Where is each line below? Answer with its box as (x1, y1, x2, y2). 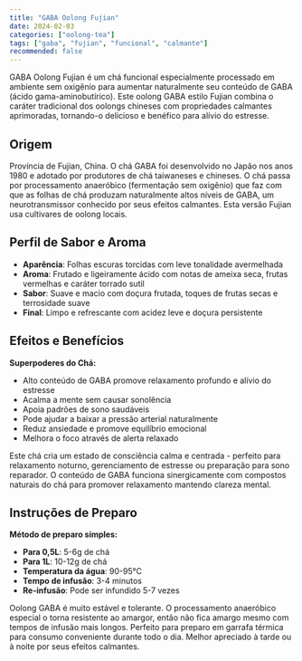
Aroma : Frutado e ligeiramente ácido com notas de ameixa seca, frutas (22, 268, 288, 279)
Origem (9, 137, 52, 152)
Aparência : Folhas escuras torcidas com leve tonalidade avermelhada (22, 259, 283, 270)
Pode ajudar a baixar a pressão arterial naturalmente (22, 413, 219, 424)
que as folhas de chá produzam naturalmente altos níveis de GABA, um (9, 189, 274, 200)
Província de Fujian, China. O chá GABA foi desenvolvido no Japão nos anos (9, 160, 294, 171)
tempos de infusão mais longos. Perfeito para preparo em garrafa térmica (9, 622, 284, 633)
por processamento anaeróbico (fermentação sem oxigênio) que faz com (9, 179, 283, 190)
